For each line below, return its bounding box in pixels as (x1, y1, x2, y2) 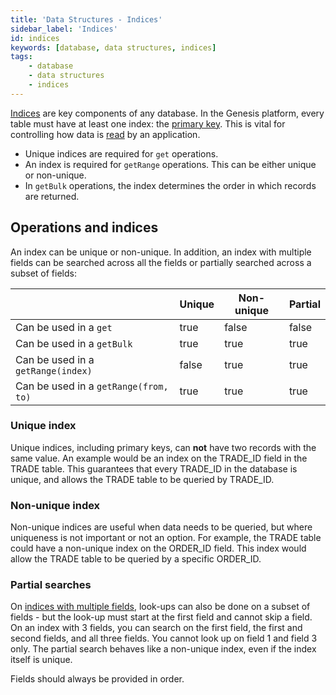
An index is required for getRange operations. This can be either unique (24, 158, 317, 170)
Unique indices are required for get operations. (24, 147, 219, 160)
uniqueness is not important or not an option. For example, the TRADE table (10, 532, 322, 544)
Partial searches (10, 578, 92, 592)
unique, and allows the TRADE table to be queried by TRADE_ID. (10, 473, 275, 485)
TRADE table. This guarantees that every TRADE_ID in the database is (10, 462, 298, 475)
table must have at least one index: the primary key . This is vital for (10, 117, 286, 130)
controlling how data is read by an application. (10, 128, 201, 140)
